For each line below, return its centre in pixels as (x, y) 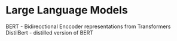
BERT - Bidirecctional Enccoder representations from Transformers (88, 26)
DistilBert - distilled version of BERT (50, 32)
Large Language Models (67, 10)
